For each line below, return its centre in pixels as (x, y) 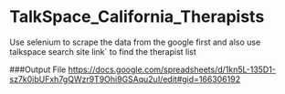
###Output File (38, 69)
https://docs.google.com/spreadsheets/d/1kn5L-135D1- (172, 69)
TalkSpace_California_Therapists (137, 17)
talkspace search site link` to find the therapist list (103, 51)
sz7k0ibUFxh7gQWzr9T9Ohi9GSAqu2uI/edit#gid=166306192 (125, 78)
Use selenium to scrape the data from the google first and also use (135, 42)
